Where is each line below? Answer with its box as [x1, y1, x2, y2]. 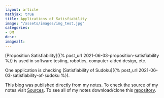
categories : [5, 25, 30, 30]
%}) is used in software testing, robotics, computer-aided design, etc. [5, 57, 147, 64]
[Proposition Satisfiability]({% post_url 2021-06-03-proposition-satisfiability [5, 52, 159, 58]
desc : [5, 35, 16, 40]
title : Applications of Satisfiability [5, 16, 87, 21]
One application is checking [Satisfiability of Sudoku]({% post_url [5, 67, 138, 73]
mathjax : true [5, 12, 34, 17]
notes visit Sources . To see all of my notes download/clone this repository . [5, 87, 157, 93]
